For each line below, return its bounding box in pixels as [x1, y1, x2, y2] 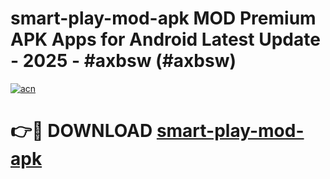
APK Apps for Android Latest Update [10, 28, 321, 51]
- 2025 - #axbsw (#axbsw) [10, 50, 237, 72]
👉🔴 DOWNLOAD [10, 120, 153, 142]
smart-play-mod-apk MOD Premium [10, 7, 317, 30]
